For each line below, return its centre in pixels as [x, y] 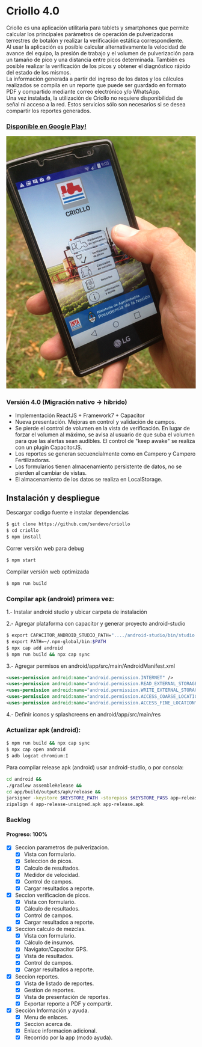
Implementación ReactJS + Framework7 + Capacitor [80, 415]
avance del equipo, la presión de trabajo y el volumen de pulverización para [100, 53]
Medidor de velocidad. [52, 875]
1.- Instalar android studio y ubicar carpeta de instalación [77, 612]
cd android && [24, 779]
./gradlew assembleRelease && [44, 786]
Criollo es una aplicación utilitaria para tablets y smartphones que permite [98, 28]
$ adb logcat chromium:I [37, 755]
